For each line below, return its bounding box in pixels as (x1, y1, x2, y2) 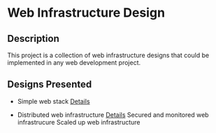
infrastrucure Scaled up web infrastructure (17, 118, 141, 126)
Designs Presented (7, 79, 92, 91)
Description (7, 33, 59, 45)
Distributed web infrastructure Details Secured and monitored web (17, 110, 209, 119)
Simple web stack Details (17, 97, 90, 105)
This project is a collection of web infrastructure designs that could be (7, 51, 210, 59)
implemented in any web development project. (7, 58, 141, 67)
